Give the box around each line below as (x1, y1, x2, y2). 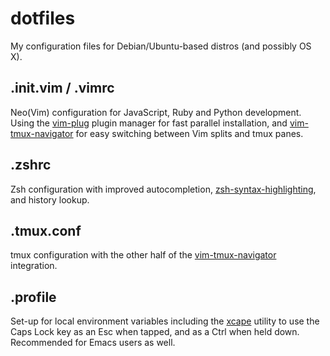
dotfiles (10, 7, 76, 30)
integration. (10, 260, 58, 272)
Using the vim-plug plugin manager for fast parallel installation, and (10, 117, 288, 129)
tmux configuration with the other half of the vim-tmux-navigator (10, 249, 277, 261)
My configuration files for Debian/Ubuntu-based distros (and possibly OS (10, 40, 312, 52)
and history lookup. (10, 193, 90, 206)
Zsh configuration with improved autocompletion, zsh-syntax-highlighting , (10, 183, 317, 195)
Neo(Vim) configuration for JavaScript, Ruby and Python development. (10, 106, 302, 118)
